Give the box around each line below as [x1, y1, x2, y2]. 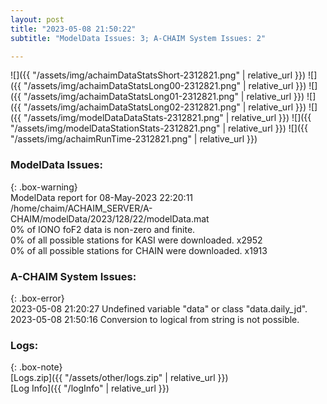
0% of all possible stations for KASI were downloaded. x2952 [10, 234, 263, 246]
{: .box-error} [10, 292, 65, 304]
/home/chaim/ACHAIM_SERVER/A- [10, 202, 153, 214]
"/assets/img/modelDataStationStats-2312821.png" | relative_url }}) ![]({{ [10, 122, 308, 135]
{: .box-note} [10, 361, 63, 373]
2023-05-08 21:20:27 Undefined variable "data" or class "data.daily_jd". [10, 302, 308, 315]
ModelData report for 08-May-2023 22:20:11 [10, 191, 194, 203]
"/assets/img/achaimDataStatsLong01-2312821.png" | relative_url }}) [23, 91, 305, 103]
